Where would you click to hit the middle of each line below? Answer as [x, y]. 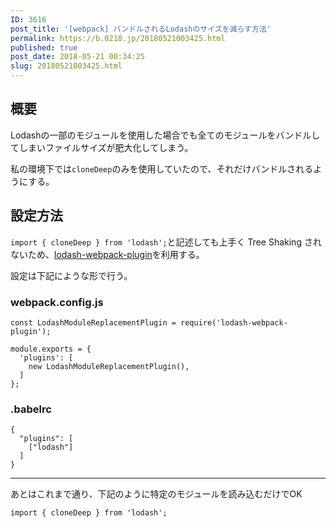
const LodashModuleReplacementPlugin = [93, 322]
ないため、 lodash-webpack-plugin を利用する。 [107, 254]
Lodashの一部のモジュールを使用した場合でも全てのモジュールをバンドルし [165, 135]
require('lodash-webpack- [234, 322]
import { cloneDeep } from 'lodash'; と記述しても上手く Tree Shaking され [166, 242]
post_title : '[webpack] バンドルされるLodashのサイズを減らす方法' [141, 29]
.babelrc [31, 409]
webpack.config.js [57, 302]
